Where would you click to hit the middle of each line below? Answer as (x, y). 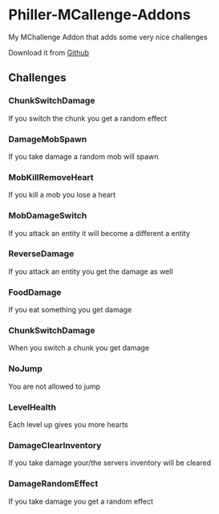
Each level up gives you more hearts (68, 424)
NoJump (25, 369)
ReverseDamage (41, 254)
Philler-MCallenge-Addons (99, 15)
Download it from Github (49, 52)
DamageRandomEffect (53, 483)
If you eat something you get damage (70, 310)
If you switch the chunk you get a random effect (87, 118)
